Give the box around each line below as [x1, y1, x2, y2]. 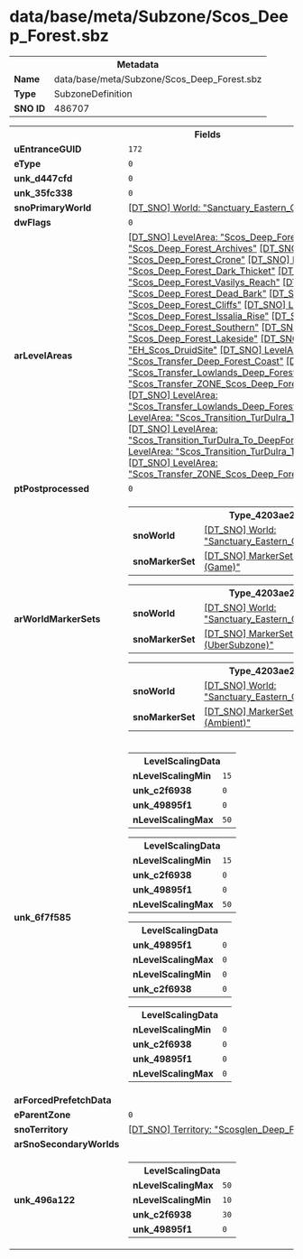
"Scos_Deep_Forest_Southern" [127, 320, 260, 333]
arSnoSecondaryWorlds [14, 1137, 120, 1150]
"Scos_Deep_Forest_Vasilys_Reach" [127, 275, 280, 288]
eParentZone [14, 1108, 71, 1121]
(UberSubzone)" [204, 638, 274, 651]
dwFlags [14, 216, 51, 228]
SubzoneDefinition [53, 88, 133, 100]
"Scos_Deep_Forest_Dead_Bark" [127, 287, 267, 300]
